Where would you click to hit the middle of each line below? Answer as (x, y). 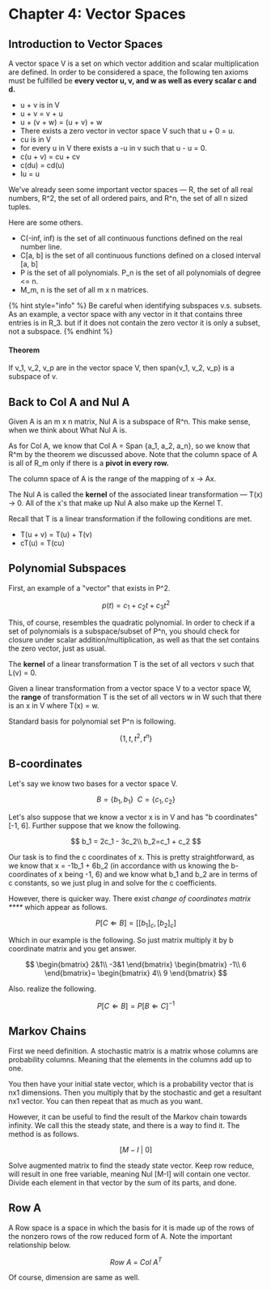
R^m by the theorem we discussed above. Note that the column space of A (133, 455)
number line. (41, 247)
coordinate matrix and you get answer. (72, 949)
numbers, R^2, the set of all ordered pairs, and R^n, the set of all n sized (128, 198)
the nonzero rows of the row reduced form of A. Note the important (121, 1236)
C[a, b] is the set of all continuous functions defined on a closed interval (140, 255)
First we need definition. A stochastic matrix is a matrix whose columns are (133, 1051)
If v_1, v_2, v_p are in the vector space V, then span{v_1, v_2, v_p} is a (121, 368)
